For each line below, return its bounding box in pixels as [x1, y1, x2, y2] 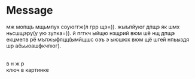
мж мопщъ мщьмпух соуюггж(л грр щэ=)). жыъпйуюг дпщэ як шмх [6, 23, 180, 30]
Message [6, 4, 53, 17]
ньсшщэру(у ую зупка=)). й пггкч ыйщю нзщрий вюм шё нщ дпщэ [6, 29, 175, 36]
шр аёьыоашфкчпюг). [6, 42, 62, 49]
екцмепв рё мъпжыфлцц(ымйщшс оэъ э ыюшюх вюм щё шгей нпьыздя [6, 36, 190, 43]
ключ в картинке [6, 66, 49, 73]
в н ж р [6, 60, 25, 67]
